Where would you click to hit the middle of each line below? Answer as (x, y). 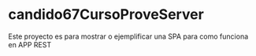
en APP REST (30, 44)
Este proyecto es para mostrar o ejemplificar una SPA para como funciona (128, 36)
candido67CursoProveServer (106, 15)
